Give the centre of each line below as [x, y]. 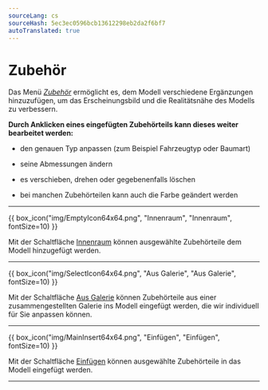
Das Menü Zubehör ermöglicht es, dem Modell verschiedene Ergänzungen [131, 92]
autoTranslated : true [44, 30]
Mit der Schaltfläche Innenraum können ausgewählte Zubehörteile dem [125, 242]
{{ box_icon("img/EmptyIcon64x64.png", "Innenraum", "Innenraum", [120, 218]
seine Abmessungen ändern [66, 164]
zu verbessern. [33, 109]
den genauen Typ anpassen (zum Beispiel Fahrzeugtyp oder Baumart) [135, 149]
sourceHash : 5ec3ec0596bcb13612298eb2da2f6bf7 [87, 23]
